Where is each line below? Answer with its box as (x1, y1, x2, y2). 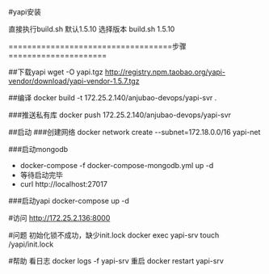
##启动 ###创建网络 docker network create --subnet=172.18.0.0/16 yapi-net (8, 128, 261, 137)
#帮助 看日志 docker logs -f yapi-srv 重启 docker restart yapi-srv (8, 256, 225, 265)
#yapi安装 (8, 7, 42, 16)
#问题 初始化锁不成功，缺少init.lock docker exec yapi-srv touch (8, 230, 220, 240)
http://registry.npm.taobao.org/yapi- (104, 67, 226, 77)
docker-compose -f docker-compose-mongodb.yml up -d (19, 161, 214, 170)
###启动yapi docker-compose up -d (8, 196, 129, 205)
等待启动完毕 (19, 171, 63, 179)
